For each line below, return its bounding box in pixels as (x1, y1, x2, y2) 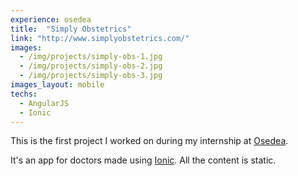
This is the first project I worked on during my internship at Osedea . (10, 135, 289, 147)
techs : (10, 89, 38, 99)
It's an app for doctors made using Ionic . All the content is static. (10, 154, 277, 166)
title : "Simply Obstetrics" (10, 24, 132, 34)
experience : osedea (10, 14, 92, 25)
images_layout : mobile (10, 80, 105, 90)
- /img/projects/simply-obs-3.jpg (19, 71, 163, 81)
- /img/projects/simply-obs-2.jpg (19, 61, 163, 71)
